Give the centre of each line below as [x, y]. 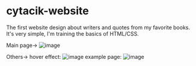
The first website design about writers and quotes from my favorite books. [98, 27]
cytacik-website [47, 11]
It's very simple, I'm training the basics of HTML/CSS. [73, 33]
